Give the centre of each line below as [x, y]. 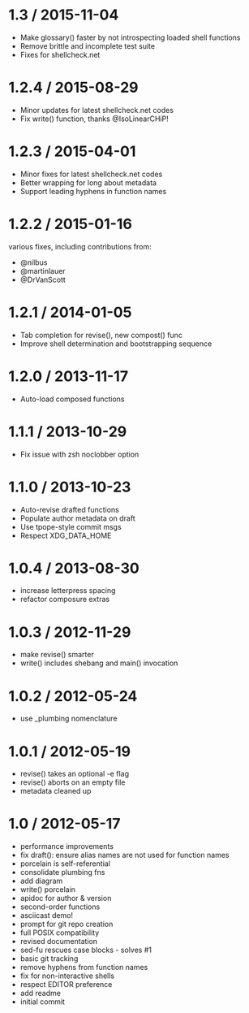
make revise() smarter [57, 655]
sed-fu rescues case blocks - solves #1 [86, 950]
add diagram [41, 881]
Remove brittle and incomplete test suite [88, 45]
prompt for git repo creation [67, 924]
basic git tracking [49, 959]
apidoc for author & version [66, 898]
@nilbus [34, 262]
